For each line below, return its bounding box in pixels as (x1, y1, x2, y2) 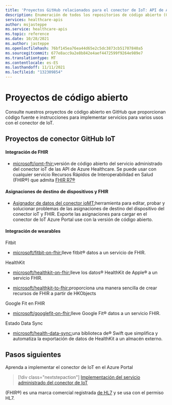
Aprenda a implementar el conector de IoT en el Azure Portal (5, 364, 133, 370)
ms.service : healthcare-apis (5, 27, 68, 32)
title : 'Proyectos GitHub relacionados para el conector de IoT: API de (5, 7, 164, 13)
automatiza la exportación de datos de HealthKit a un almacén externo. (12, 335, 163, 342)
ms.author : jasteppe (5, 41, 50, 46)
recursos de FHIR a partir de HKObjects (12, 290, 96, 296)
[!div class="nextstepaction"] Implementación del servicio (17, 374, 141, 380)
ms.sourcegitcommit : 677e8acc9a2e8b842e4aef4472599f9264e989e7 (5, 50, 143, 56)
